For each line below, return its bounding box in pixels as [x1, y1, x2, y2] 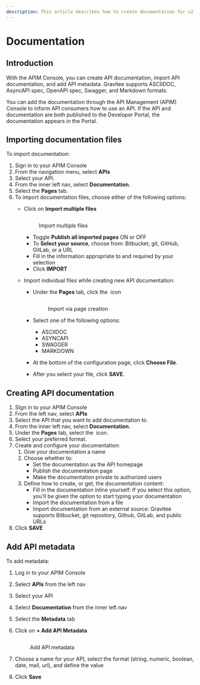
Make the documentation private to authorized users [32, 474, 162, 481]
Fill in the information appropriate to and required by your [32, 253, 174, 260]
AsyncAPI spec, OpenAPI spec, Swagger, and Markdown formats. [6, 87, 168, 94]
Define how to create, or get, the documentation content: [23, 480, 164, 487]
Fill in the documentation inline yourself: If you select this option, [32, 486, 192, 493]
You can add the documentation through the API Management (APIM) [6, 98, 177, 105]
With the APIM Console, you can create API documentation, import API [6, 74, 180, 81]
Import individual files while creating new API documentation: [23, 277, 175, 284]
